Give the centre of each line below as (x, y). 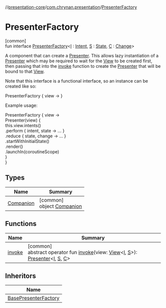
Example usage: (21, 105)
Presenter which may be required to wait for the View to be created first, (79, 61)
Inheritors (21, 276)
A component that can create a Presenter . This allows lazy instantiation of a (82, 55)
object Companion (61, 206)
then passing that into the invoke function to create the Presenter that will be (83, 66)
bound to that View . (25, 71)
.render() (14, 146)
